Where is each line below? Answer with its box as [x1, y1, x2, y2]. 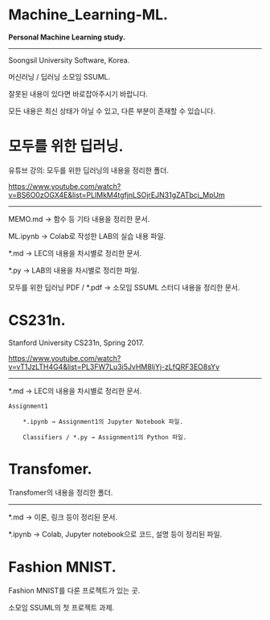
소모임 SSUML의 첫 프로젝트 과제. [8, 602, 115, 612]
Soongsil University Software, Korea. [8, 55, 130, 65]
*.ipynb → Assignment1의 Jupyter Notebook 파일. [22, 417, 183, 425]
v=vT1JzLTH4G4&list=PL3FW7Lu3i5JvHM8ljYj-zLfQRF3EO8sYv [8, 362, 220, 372]
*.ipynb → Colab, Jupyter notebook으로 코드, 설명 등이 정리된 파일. [8, 529, 223, 539]
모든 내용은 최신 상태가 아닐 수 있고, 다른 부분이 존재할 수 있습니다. [8, 106, 216, 116]
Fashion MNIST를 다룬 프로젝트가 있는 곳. [8, 585, 141, 595]
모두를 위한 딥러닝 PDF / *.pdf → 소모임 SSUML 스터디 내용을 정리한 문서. [8, 282, 240, 292]
